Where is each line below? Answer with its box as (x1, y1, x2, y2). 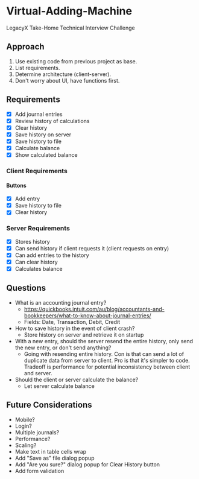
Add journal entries (14, 110, 63, 118)
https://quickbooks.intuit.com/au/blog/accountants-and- (24, 305, 165, 312)
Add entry (14, 195, 40, 203)
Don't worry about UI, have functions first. (14, 77, 120, 84)
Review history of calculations (14, 117, 90, 124)
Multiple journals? (14, 428, 59, 436)
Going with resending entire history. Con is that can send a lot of (24, 350, 185, 357)
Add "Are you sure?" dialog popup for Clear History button (14, 460, 160, 468)
